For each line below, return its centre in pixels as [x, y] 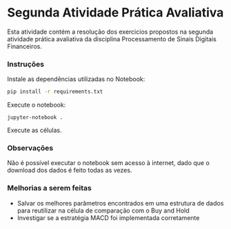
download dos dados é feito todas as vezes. [70, 171]
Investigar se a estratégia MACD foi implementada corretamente [108, 217]
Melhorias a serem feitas [49, 188]
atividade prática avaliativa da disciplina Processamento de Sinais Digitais [112, 39]
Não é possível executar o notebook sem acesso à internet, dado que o [109, 163]
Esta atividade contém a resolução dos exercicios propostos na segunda [110, 32]
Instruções [26, 64]
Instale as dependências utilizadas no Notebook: [76, 79]
